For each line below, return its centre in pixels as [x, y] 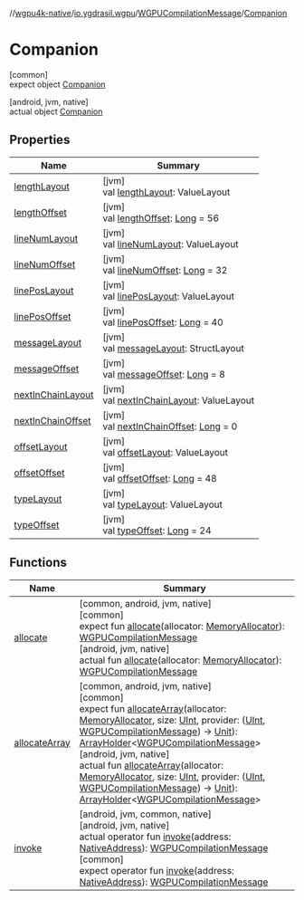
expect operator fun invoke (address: [157, 870]
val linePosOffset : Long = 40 [163, 322]
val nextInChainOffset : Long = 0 [170, 426]
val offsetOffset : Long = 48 [160, 478]
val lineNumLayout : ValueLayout [171, 244]
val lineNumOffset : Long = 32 [165, 270]
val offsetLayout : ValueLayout [166, 452]
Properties [40, 140]
